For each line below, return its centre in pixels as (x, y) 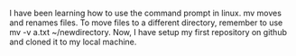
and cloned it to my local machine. (73, 42)
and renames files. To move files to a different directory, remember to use (146, 23)
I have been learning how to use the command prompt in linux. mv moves (146, 13)
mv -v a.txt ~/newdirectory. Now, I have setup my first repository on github (148, 32)
